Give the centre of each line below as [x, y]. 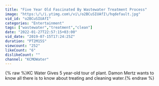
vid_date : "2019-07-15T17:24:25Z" [40, 37]
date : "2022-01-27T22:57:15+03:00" [41, 32]
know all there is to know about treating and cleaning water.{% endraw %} [80, 78]
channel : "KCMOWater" [27, 59]
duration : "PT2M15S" [26, 41]
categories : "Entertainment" [35, 23]
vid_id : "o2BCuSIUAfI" [28, 18]
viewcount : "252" [23, 46]
